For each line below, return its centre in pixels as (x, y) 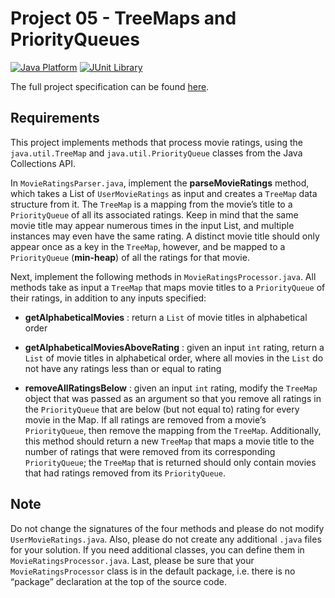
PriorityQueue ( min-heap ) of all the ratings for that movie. (130, 257)
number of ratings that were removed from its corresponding (150, 451)
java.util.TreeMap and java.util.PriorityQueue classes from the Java (156, 153)
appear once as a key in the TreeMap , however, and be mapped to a (148, 246)
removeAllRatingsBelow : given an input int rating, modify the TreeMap (171, 388)
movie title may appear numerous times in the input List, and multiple (152, 225)
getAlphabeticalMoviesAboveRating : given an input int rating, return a (174, 347)
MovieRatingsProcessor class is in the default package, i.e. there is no (153, 571)
